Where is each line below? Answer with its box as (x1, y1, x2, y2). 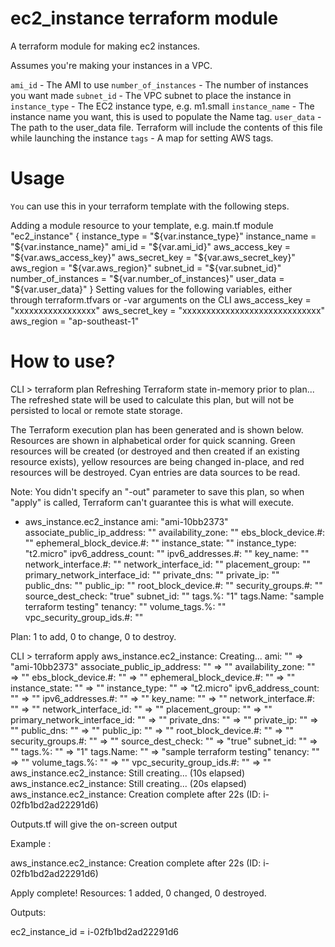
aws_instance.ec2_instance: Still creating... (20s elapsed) (10, 777, 247, 789)
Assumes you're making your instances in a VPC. (10, 59, 213, 71)
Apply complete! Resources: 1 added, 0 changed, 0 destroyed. (10, 887, 267, 899)
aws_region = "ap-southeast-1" (10, 315, 140, 327)
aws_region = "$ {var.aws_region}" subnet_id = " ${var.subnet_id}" (10, 262, 282, 274)
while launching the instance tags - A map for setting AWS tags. (10, 132, 274, 144)
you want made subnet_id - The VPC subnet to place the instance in (10, 89, 292, 101)
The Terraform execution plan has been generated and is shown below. (10, 423, 304, 436)
